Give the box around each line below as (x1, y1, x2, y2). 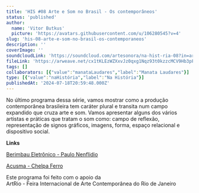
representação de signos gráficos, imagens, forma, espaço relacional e (6, 122, 180, 128)
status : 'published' (6, 14, 57, 20)
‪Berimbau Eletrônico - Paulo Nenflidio (6, 151, 98, 157)
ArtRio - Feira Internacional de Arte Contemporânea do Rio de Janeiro (6, 180, 176, 187)
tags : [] (6, 63, 28, 70)
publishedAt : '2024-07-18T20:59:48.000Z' (6, 81, 110, 86)
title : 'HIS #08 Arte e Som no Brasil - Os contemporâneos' (6, 8, 158, 15)
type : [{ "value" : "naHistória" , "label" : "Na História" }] (6, 75, 145, 81)
